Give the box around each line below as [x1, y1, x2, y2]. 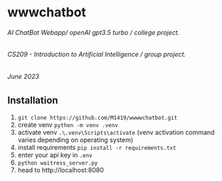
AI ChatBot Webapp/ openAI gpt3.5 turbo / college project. [7, 28, 180, 36]
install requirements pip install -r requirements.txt [17, 143, 176, 152]
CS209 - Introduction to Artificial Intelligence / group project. [7, 50, 186, 59]
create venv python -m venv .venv [17, 121, 119, 129]
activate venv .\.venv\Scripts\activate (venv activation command [17, 128, 215, 137]
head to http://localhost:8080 [17, 166, 105, 175]
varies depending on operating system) [17, 136, 134, 144]
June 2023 [7, 72, 40, 80]
